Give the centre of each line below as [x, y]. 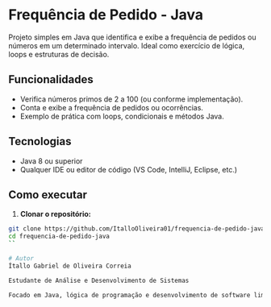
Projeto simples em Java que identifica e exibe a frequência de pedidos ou [132, 37]
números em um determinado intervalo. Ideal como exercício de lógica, [127, 45]
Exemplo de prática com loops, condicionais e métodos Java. [122, 116]
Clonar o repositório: [55, 214]
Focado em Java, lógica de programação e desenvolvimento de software [129, 295]
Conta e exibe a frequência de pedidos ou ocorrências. [112, 107]
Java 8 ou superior [51, 161]
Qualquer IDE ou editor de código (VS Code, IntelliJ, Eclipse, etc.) [129, 169]
